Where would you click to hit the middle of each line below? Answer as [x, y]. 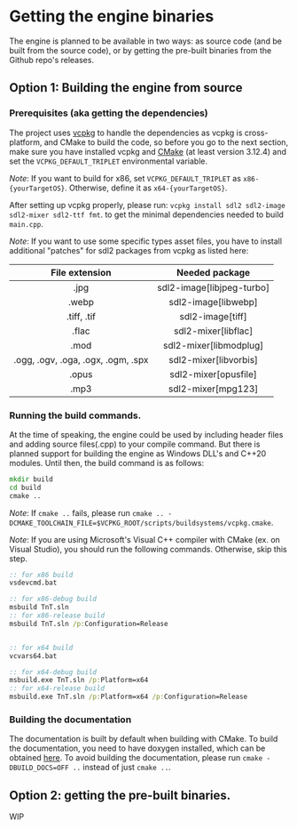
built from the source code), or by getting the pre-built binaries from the [141, 50]
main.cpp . [27, 223]
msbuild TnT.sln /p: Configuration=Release [89, 624]
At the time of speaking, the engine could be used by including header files [146, 434]
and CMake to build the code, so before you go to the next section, [166, 142]
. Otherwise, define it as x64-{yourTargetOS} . [146, 188]
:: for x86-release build [57, 616]
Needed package [213, 272]
